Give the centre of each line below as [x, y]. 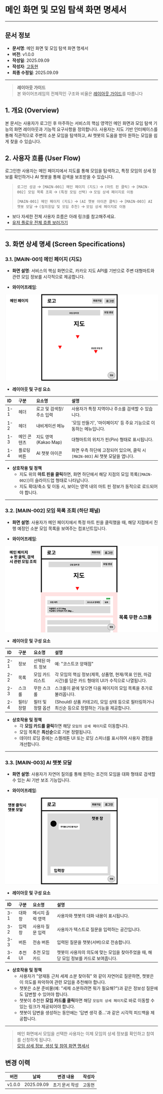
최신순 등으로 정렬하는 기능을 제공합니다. [93, 708]
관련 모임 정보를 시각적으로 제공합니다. [48, 277]
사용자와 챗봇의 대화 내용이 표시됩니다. [93, 916]
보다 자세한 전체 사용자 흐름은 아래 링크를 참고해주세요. [64, 216]
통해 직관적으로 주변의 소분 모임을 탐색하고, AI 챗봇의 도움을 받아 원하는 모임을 [79, 135]
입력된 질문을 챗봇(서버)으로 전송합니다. [94, 942]
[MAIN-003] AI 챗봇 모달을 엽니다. [103, 456]
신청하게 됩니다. [37, 1040]
